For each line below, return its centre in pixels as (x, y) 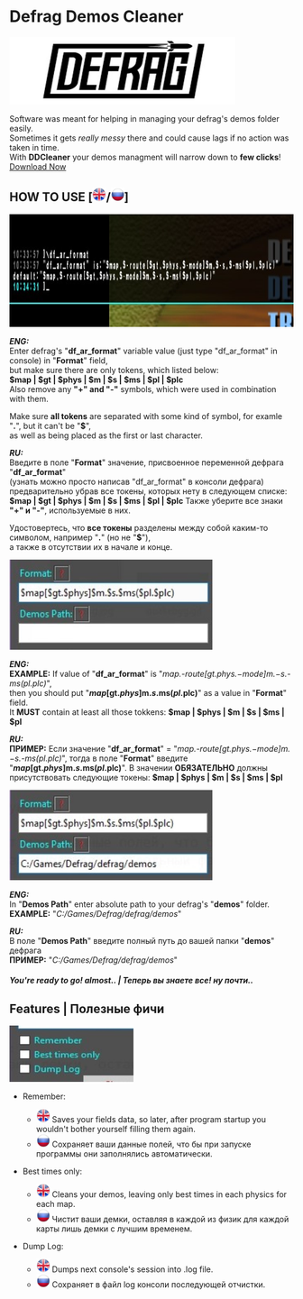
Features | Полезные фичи (87, 1008)
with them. (29, 398)
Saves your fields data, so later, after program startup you (159, 1120)
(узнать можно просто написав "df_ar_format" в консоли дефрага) (137, 481)
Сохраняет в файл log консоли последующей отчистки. (159, 1285)
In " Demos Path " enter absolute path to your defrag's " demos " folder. (140, 904)
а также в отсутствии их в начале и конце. (91, 546)
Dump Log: (43, 1247)
